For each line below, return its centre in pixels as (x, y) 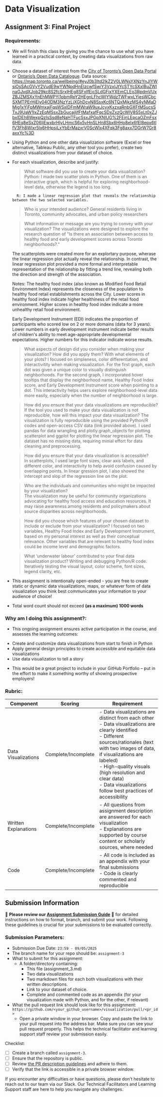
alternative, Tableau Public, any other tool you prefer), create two (77, 147)
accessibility (114, 797)
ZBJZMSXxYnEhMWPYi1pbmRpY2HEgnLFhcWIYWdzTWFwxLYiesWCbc (84, 97)
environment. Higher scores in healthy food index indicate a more (77, 304)
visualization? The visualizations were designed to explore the (86, 229)
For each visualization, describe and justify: (56, 162)
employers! (23, 679)
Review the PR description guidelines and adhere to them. (70, 1063)
